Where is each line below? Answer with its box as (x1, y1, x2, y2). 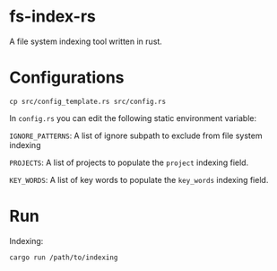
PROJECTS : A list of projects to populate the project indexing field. (9, 157, 249, 168)
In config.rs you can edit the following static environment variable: (9, 112, 257, 123)
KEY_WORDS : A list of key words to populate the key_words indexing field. (9, 174, 269, 185)
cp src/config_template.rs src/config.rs (9, 97, 167, 106)
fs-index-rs (9, 6, 96, 27)
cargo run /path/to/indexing (9, 253, 118, 262)
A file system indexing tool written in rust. (9, 36, 163, 47)
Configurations (9, 67, 125, 88)
